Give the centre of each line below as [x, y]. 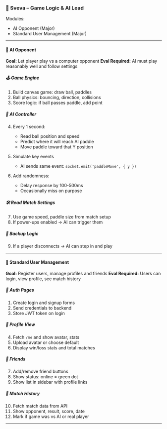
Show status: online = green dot [45, 377]
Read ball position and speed [50, 136]
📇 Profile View [20, 324]
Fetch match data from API [40, 406]
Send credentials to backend [42, 308]
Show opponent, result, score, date [49, 411]
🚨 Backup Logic [22, 234]
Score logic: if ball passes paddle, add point [58, 103]
